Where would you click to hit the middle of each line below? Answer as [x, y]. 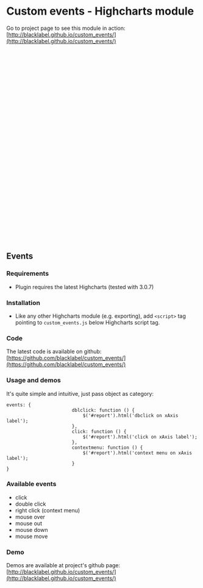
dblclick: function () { [103, 410]
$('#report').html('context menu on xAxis [137, 453]
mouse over [30, 517]
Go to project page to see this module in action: [66, 28]
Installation [23, 303]
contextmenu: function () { [107, 447]
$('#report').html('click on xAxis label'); [140, 437]
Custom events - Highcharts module [100, 11]
